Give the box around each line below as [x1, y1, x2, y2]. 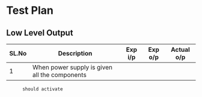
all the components [32, 70, 87, 79]
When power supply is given [32, 63, 113, 71]
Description [58, 49, 93, 57]
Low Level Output [6, 28, 73, 38]
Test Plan [6, 4, 54, 17]
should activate [22, 86, 63, 92]
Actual [170, 46, 191, 54]
